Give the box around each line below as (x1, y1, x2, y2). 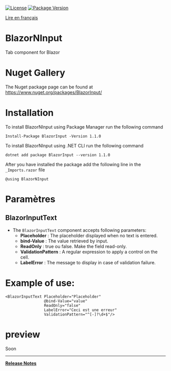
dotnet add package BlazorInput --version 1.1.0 (5, 152, 110, 158)
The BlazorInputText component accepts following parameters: (12, 227, 147, 233)
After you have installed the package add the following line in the (5, 161, 141, 167)
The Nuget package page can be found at (5, 84, 93, 90)
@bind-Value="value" (44, 298, 88, 303)
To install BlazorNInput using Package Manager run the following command (5, 123, 163, 130)
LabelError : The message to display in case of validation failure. (20, 259, 156, 265)
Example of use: (5, 277, 75, 289)
